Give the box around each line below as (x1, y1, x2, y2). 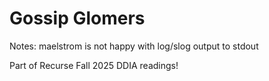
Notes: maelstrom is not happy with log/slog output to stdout (9, 40, 259, 52)
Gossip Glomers (9, 7, 146, 30)
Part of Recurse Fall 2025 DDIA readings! (9, 59, 179, 71)
